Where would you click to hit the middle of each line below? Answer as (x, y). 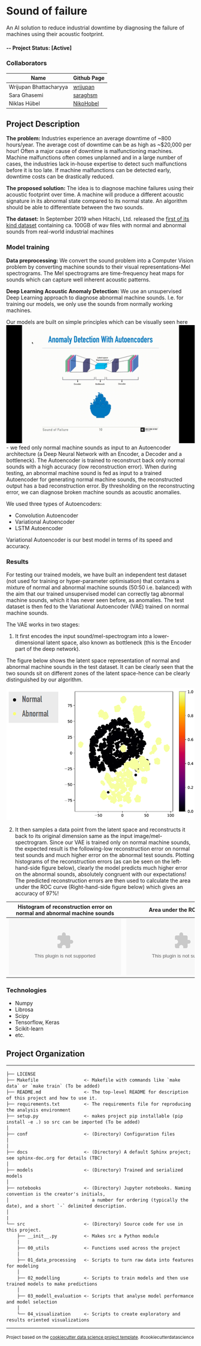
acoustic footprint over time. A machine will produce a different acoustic (95, 195)
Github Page (89, 78)
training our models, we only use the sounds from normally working (89, 304)
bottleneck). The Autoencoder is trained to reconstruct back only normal (96, 460)
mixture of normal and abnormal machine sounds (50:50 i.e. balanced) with (99, 587)
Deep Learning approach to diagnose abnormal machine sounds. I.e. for (95, 298)
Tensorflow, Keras (37, 1022)
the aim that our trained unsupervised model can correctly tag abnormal (95, 594)
